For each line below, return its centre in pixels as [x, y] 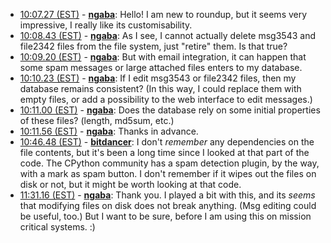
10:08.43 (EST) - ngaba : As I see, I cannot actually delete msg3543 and [167, 35]
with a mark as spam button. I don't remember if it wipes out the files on [168, 173]
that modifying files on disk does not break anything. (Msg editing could [168, 205]
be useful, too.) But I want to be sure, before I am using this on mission [165, 216]
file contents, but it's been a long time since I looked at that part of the [164, 152]
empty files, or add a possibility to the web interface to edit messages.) [166, 99]
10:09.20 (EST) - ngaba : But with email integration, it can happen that [163, 57]
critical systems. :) [57, 227]
